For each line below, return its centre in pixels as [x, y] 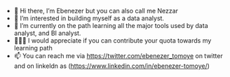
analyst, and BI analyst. [47, 33]
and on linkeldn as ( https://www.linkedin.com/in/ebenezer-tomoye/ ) [112, 66]
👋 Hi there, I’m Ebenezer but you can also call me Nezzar [96, 11]
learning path [33, 48]
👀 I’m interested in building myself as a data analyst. [89, 18]
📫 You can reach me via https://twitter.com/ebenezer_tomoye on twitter [118, 56]
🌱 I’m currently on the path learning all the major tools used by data [111, 26]
